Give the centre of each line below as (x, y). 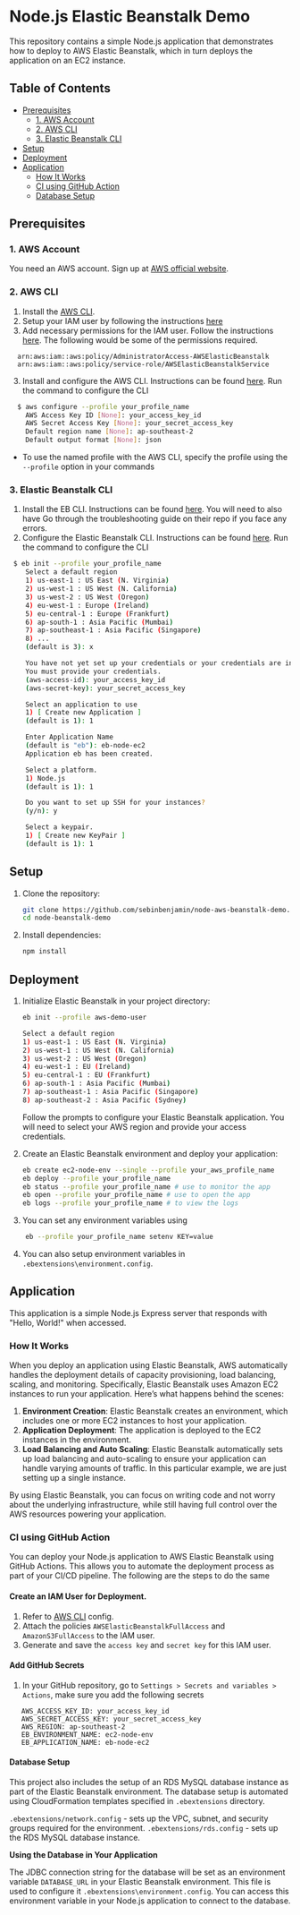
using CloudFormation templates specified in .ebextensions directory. (137, 1801)
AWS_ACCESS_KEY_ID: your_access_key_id (95, 1711)
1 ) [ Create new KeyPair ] (75, 836)
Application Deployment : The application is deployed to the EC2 (142, 1431)
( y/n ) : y (42, 811)
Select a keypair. (59, 827)
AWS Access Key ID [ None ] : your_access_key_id (113, 415)
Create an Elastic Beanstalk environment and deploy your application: (150, 1153)
